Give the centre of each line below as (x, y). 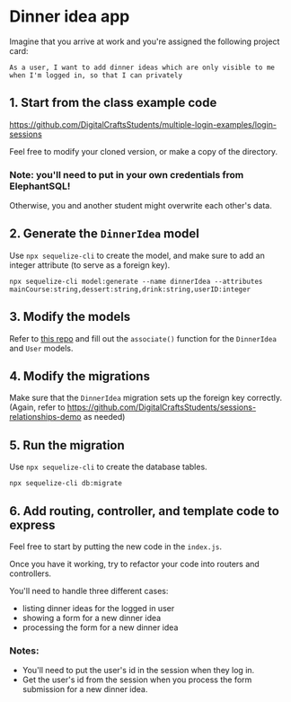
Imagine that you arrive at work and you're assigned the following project (145, 41)
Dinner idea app (70, 17)
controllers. (31, 573)
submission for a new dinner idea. (85, 689)
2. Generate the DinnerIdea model (105, 234)
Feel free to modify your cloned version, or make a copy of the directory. (144, 151)
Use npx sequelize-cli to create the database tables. (109, 467)
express (32, 524)
